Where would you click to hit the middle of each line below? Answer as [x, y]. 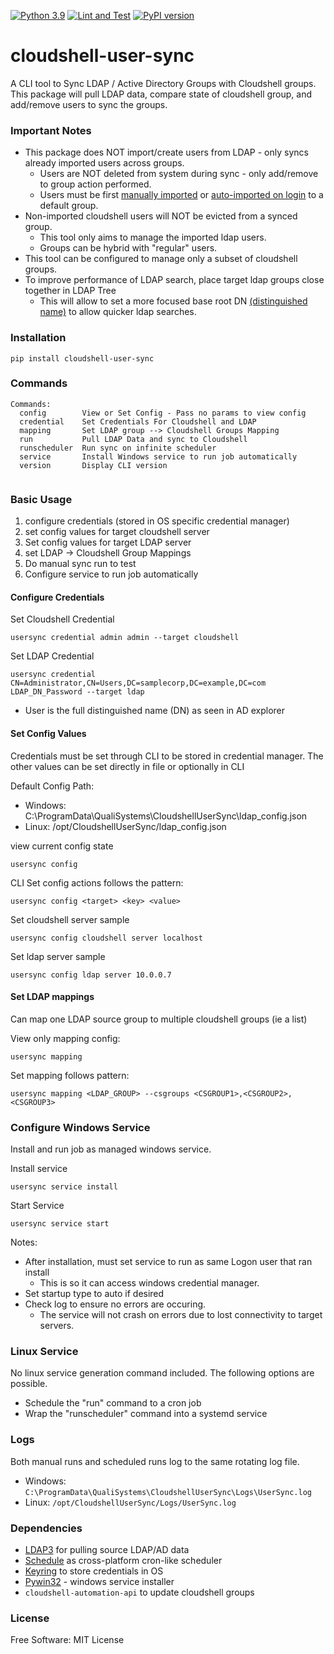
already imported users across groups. [104, 163]
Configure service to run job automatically [111, 574]
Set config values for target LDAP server [108, 542]
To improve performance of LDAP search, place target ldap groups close [174, 280]
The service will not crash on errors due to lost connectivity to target [181, 1315]
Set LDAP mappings [52, 997]
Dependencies [46, 1528]
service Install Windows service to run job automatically [158, 456]
